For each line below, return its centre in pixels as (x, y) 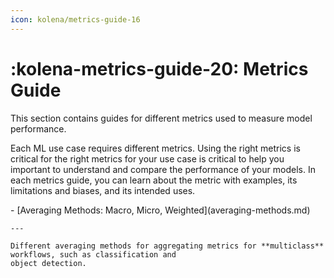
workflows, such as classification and (93, 254)
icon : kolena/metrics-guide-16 (75, 19)
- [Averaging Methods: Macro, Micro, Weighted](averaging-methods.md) (160, 210)
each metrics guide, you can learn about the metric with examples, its (154, 180)
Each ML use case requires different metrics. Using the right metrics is (155, 148)
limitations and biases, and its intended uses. (103, 190)
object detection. (48, 263)
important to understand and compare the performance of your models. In (163, 169)
